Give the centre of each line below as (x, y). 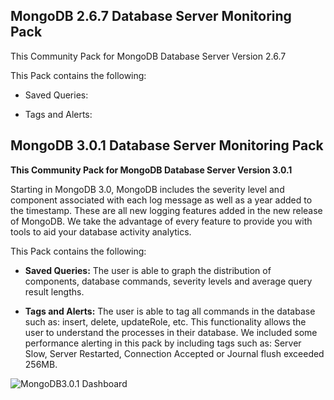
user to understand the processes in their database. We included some (171, 332)
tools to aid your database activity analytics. (101, 231)
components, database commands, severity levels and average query (168, 281)
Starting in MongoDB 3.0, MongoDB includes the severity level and (147, 189)
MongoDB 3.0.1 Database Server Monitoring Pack (167, 145)
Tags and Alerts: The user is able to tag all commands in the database (170, 311)
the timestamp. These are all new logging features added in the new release (166, 210)
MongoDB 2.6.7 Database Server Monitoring (151, 16)
